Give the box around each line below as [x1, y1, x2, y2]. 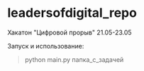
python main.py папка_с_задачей [24, 55, 124, 64]
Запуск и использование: [7, 41, 84, 50]
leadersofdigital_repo [7, 5, 137, 21]
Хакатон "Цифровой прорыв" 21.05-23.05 [7, 28, 133, 37]
